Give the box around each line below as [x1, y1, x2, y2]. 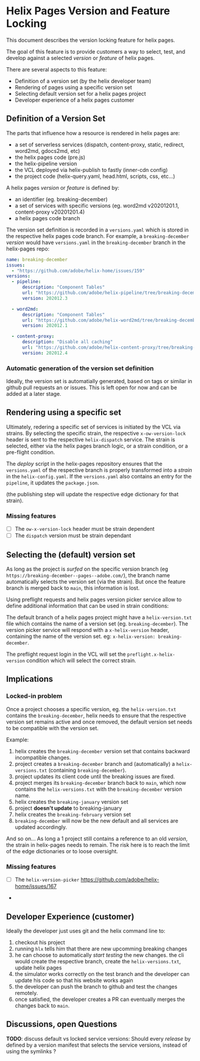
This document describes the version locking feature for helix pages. [6, 36, 176, 43]
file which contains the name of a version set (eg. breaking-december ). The [6, 620, 189, 627]
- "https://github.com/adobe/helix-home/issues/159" [11, 268, 145, 274]
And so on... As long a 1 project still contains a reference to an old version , [6, 835, 188, 842]
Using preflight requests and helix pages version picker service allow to [6, 596, 182, 603]
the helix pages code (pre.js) [14, 154, 86, 161]
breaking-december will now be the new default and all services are [14, 817, 179, 824]
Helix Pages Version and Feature [6, 4, 171, 18]
